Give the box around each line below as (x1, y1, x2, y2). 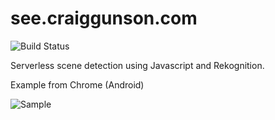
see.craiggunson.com (10, 7, 198, 30)
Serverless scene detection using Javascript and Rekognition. (10, 59, 265, 71)
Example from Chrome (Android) (10, 78, 145, 91)
